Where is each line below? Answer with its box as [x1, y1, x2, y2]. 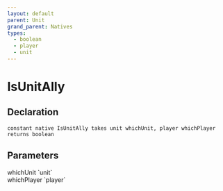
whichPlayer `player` [7, 175, 66, 184]
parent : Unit [7, 17, 45, 24]
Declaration [7, 106, 59, 118]
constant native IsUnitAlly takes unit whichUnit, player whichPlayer [7, 124, 216, 132]
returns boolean [7, 131, 54, 138]
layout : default [7, 10, 54, 17]
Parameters [7, 150, 59, 162]
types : [7, 29, 26, 37]
